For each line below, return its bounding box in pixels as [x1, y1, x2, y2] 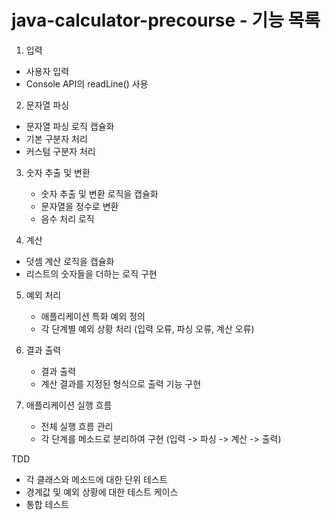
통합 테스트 [25, 498, 70, 510]
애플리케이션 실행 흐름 [25, 399, 113, 411]
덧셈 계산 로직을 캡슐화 [25, 255, 115, 267]
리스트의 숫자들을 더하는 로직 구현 [25, 267, 158, 280]
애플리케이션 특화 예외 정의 [40, 310, 146, 322]
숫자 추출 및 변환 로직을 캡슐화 [40, 187, 159, 200]
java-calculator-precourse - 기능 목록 [11, 9, 321, 32]
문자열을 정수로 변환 [40, 200, 119, 212]
